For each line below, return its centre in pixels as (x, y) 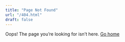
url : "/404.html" (24, 15)
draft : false (19, 19)
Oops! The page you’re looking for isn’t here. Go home (62, 34)
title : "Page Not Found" (32, 10)
